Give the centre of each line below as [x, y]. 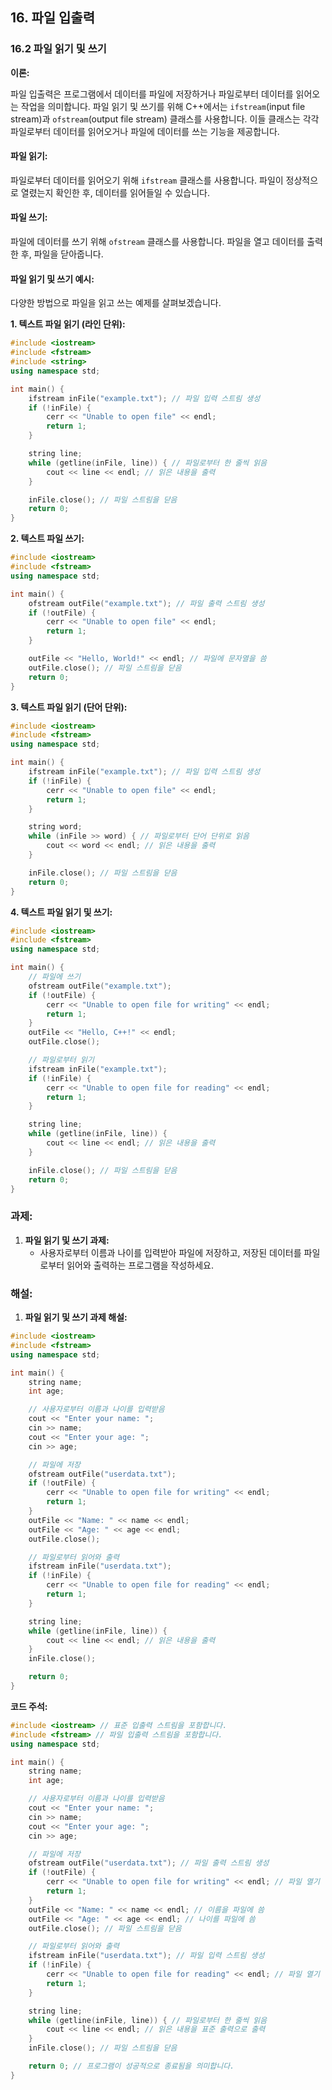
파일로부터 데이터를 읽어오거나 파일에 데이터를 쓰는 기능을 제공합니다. [145, 131]
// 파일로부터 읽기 [61, 1060]
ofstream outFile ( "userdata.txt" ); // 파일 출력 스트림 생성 [149, 1863]
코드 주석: [29, 1706]
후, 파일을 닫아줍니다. [62, 254]
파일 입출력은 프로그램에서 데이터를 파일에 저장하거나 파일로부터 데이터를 [152, 94]
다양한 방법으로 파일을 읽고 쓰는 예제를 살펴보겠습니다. [116, 303]
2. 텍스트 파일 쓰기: [47, 539]
